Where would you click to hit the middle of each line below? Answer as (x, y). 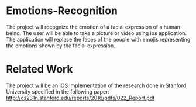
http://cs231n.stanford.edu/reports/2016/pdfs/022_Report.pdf (80, 98)
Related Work (39, 69)
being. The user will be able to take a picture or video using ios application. (97, 33)
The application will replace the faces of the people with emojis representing (98, 39)
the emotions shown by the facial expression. (61, 46)
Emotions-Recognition (62, 11)
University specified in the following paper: (58, 91)
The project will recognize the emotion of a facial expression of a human (93, 27)
